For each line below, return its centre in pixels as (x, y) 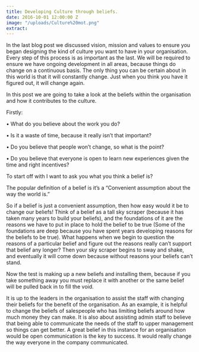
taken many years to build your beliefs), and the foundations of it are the (94, 218)
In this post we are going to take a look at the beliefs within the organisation (99, 95)
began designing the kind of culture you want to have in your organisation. (97, 52)
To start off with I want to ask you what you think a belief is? (80, 177)
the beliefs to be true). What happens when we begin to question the (90, 237)
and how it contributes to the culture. (51, 101)
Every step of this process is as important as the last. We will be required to (99, 58)
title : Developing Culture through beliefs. (62, 12)
